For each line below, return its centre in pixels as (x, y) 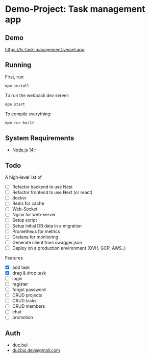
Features (14, 258)
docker (19, 198)
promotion (23, 317)
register (20, 284)
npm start (15, 104)
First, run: (15, 77)
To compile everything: (28, 114)
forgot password (29, 290)
